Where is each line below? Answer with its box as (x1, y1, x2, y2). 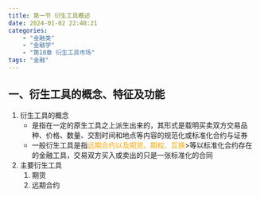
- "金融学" (22, 41, 55, 49)
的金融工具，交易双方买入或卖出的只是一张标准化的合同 (31, 150, 213, 160)
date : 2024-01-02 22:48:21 (8, 19, 98, 27)
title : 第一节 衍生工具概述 (8, 11, 91, 20)
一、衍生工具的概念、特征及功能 (8, 88, 165, 101)
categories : (8, 26, 48, 34)
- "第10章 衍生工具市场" (22, 49, 95, 57)
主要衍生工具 (19, 160, 62, 170)
